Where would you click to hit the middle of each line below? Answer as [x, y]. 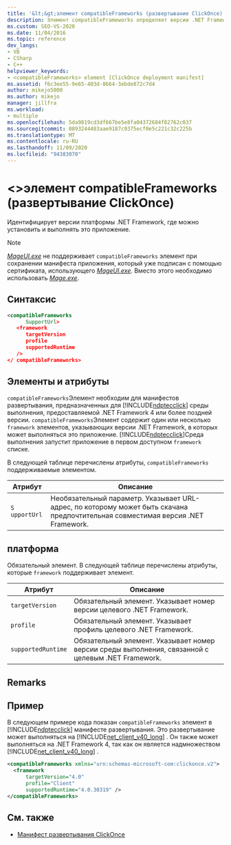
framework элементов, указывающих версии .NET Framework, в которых [112, 427]
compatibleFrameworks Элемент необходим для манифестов [93, 398]
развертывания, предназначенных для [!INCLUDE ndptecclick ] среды [108, 405]
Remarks [27, 682]
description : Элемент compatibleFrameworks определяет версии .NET [106, 20]
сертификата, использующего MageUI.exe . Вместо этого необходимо [110, 270]
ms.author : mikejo [33, 97]
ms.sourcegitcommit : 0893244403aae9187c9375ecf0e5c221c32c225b [100, 129]
